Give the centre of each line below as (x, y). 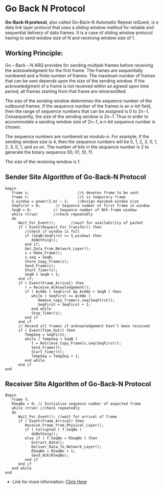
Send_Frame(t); (47, 347)
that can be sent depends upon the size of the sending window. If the (75, 81)
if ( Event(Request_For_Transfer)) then (60, 227)
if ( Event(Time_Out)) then (47, 330)
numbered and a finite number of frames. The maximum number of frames (80, 75)
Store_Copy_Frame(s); (47, 261)
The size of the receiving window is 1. (43, 161)
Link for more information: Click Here (49, 482)
